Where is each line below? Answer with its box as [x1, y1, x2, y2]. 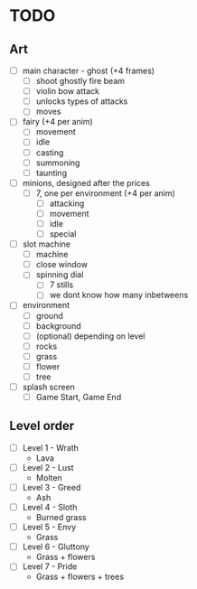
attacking [49, 198, 85, 209]
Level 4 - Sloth [22, 502, 78, 513]
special [49, 229, 77, 239]
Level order [9, 418, 75, 434]
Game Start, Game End [35, 392, 122, 402]
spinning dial [35, 269, 84, 280]
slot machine [22, 238, 70, 249]
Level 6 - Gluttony [22, 541, 90, 552]
